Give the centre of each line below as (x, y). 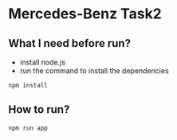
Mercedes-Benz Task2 (85, 14)
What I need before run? (70, 43)
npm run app (28, 128)
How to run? (39, 109)
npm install (28, 85)
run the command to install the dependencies (94, 71)
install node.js (43, 62)
